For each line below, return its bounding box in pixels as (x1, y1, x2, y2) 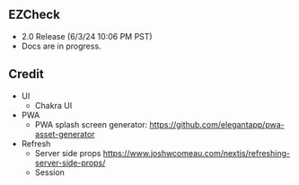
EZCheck (8, 7, 60, 22)
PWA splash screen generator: (34, 119, 148, 129)
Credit (8, 66, 44, 82)
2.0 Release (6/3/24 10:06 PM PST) (21, 31, 154, 41)
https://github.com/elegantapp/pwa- (149, 119, 285, 129)
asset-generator (34, 128, 95, 139)
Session (34, 166, 65, 178)
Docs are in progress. (21, 40, 101, 51)
